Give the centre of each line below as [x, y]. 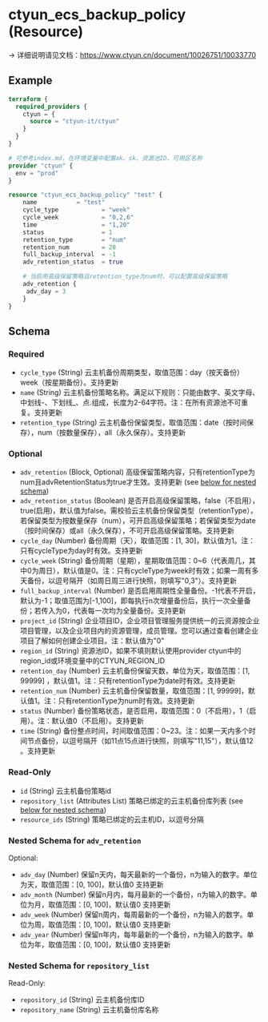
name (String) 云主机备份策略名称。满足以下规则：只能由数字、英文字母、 [140, 392]
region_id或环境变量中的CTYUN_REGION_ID [92, 661]
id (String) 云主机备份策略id [66, 791]
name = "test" [64, 203]
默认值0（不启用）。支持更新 [98, 721]
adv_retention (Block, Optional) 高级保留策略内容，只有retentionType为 [138, 472]
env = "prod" [37, 173]
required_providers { [52, 107]
